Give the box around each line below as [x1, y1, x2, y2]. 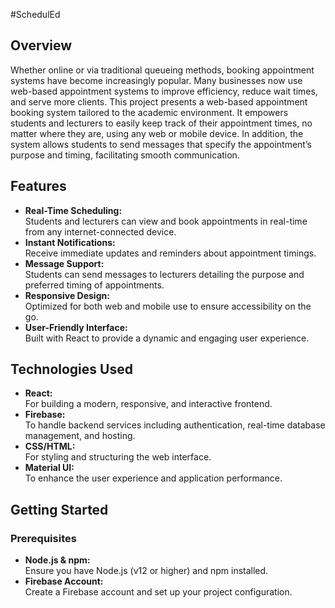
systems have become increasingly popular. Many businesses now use [10, 74, 303, 86]
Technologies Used [10, 361, 133, 378]
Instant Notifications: [24, 236, 116, 248]
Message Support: [24, 257, 105, 269]
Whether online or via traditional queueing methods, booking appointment [10, 64, 315, 76]
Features [10, 178, 67, 195]
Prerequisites [10, 531, 77, 545]
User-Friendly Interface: [24, 321, 128, 333]
